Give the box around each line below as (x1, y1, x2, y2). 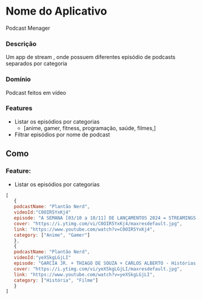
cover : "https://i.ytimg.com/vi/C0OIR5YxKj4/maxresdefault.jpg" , (13, 220, 183, 226)
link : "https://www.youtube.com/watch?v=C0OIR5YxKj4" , (13, 226, 155, 232)
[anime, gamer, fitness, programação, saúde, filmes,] (23, 124, 156, 131)
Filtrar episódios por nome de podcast (14, 131, 110, 138)
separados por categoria (5, 60, 67, 68)
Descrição (5, 40, 37, 48)
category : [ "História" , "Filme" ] (13, 277, 98, 284)
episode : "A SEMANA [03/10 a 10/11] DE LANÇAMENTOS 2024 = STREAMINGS (13, 215, 197, 222)
